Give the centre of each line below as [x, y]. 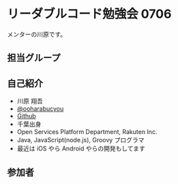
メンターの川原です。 [37, 34]
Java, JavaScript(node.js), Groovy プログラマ [80, 140]
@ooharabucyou [40, 109]
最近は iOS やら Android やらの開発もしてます [81, 148]
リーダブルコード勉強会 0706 [89, 14]
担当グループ [34, 58]
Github [26, 116]
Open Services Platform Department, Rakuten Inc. [87, 132]
